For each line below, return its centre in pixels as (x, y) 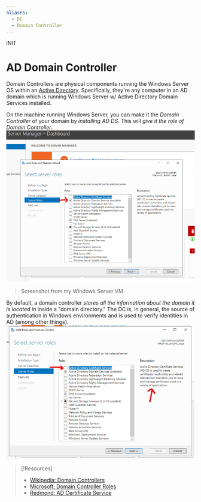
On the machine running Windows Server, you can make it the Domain (93, 115)
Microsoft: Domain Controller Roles (73, 486)
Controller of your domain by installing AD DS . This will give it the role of (95, 121)
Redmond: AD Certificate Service (71, 493)
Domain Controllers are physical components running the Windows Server (98, 84)
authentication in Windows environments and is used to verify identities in (97, 315)
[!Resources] (36, 468)
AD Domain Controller (62, 67)
